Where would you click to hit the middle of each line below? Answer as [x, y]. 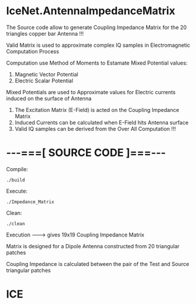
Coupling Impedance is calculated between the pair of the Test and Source [98, 264]
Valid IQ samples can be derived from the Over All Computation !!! [95, 129]
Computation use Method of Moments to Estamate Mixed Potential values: [97, 63]
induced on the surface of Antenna [49, 98]
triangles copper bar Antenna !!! [45, 33]
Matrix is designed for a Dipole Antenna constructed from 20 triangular [93, 246]
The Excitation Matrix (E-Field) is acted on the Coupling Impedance [97, 110]
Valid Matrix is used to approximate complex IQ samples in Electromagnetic [98, 45]
